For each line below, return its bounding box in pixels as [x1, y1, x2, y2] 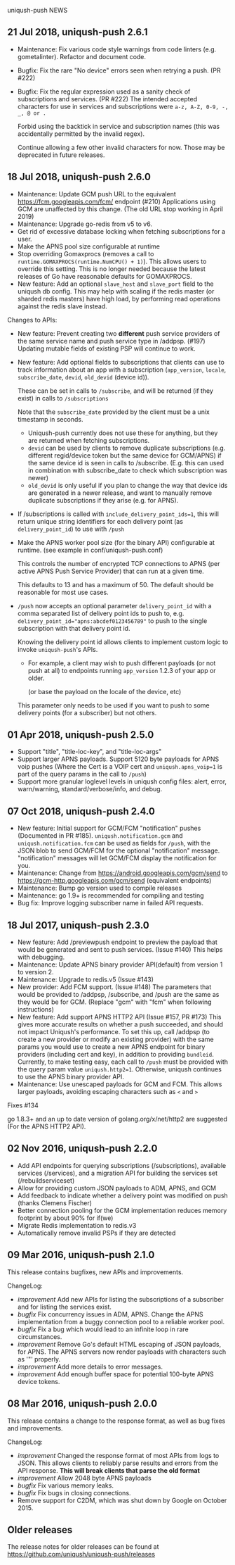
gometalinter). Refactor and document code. [17, 52, 146, 61]
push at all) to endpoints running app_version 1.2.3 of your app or [27, 666, 216, 674]
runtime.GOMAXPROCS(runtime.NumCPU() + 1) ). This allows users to [17, 257, 207, 265]
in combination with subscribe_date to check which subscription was [27, 466, 228, 474]
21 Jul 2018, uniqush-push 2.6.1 [7, 26, 149, 38]
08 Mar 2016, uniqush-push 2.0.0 [7, 1397, 158, 1410]
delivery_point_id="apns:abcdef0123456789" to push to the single [17, 616, 208, 625]
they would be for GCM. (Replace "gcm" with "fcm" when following [17, 998, 212, 1006]
